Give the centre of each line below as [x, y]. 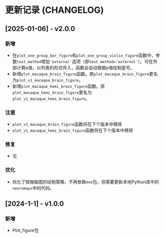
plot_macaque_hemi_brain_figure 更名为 [52, 92]
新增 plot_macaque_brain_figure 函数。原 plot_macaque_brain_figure [81, 74]
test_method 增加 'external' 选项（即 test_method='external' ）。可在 [85, 61]
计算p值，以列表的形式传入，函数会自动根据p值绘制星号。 [76, 68]
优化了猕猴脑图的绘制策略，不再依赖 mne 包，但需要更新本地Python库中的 [85, 182]
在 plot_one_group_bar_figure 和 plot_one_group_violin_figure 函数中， [84, 55]
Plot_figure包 [25, 231]
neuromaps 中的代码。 [33, 188]
